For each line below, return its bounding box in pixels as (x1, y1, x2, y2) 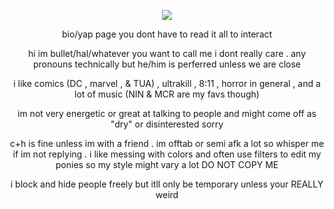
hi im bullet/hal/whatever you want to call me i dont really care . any (27, 48, 307, 59)
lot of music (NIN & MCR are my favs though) (74, 88, 260, 100)
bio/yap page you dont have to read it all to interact (61, 28, 273, 40)
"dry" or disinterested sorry (110, 118, 224, 130)
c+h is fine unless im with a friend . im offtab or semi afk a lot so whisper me (9, 138, 325, 149)
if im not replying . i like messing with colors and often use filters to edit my (12, 148, 322, 160)
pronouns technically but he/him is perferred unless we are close (33, 58, 301, 70)
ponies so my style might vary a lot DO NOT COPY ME (55, 159, 279, 170)
